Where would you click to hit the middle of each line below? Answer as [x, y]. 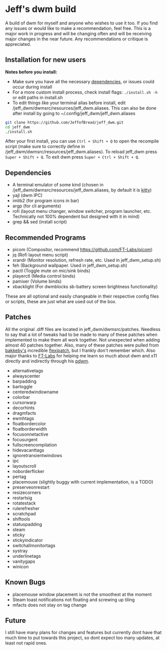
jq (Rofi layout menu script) [40, 255]
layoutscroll [24, 466]
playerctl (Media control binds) [44, 276]
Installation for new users [46, 60]
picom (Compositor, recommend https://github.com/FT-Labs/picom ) [83, 249]
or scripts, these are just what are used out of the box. [61, 302]
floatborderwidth [30, 429]
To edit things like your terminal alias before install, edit [69, 103]
